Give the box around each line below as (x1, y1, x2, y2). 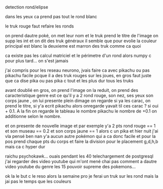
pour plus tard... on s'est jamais (5, 58, 69, 63)
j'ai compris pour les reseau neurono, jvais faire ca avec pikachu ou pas (5, 67, 150, 73)
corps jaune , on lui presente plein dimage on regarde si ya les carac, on (5, 98, 151, 104)
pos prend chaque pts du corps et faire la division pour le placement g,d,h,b (5, 138, 158, 144)
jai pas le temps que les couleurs (5, 179, 71, 184)
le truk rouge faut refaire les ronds (5, 23, 74, 29)
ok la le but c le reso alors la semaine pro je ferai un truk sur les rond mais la (5, 173, 159, 179)
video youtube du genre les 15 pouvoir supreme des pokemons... (5, 164, 136, 169)
